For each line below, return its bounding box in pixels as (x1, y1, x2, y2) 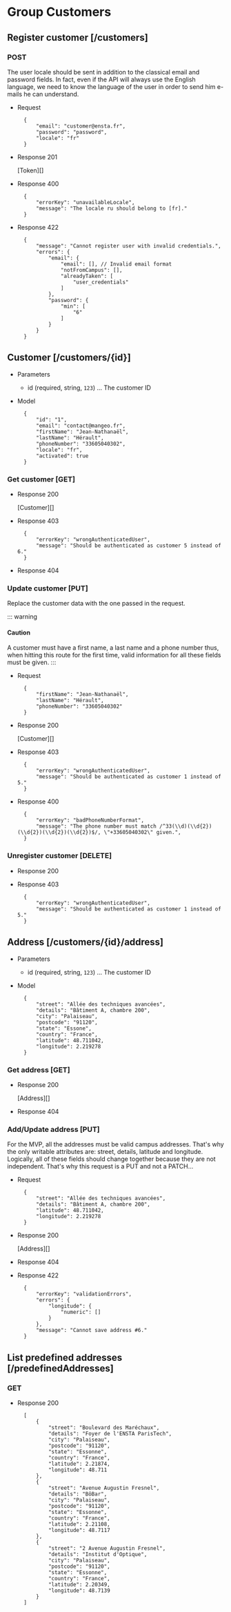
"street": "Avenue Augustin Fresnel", (48, 1484, 160, 1491)
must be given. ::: (7, 658, 57, 666)
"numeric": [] (61, 1308, 101, 1316)
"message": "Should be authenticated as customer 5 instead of (35, 542, 222, 549)
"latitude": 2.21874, (48, 1460, 110, 1467)
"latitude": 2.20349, (48, 1581, 110, 1588)
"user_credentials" (72, 279, 129, 286)
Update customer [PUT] (7, 584, 88, 593)
